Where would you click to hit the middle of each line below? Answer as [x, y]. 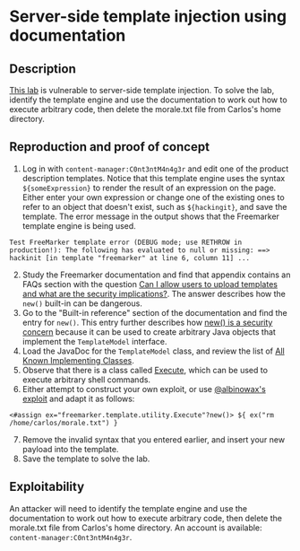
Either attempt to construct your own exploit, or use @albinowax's [144, 389]
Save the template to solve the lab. [86, 459]
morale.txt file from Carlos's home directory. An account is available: [136, 528]
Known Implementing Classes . [78, 360]
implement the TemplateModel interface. [94, 341]
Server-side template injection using [148, 17]
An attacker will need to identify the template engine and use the [129, 508]
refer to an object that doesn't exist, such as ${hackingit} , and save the [154, 206]
